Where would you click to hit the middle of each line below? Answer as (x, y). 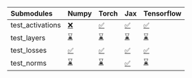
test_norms (28, 63)
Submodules (32, 13)
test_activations (36, 25)
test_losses (29, 50)
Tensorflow (162, 13)
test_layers (28, 38)
